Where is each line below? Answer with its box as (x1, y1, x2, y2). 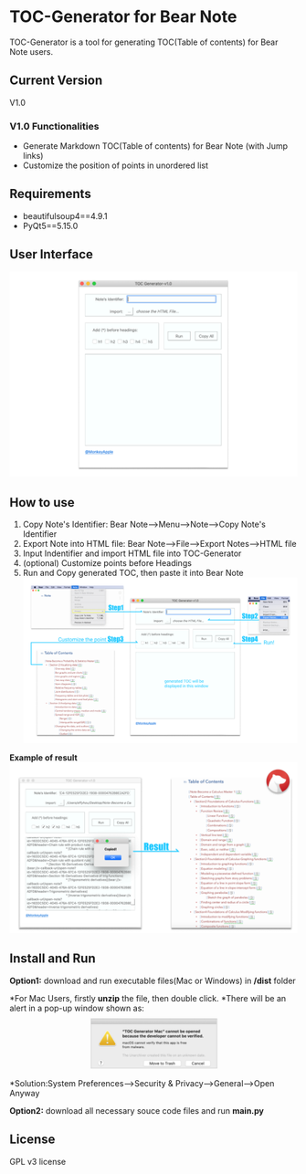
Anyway (9, 1087, 40, 1098)
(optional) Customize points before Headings (22, 558, 192, 569)
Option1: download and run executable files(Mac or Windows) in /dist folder (9, 975, 297, 986)
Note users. (9, 46, 54, 57)
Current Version (9, 73, 103, 89)
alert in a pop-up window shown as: (9, 1002, 144, 1013)
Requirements (9, 186, 91, 202)
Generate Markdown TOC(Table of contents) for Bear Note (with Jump (22, 141, 289, 152)
